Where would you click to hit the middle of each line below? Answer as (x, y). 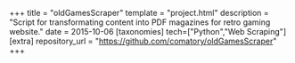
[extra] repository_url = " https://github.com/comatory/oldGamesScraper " (143, 41)
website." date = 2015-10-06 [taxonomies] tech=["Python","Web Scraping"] (148, 31)
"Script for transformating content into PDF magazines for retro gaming (140, 22)
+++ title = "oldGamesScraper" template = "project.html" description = (139, 13)
